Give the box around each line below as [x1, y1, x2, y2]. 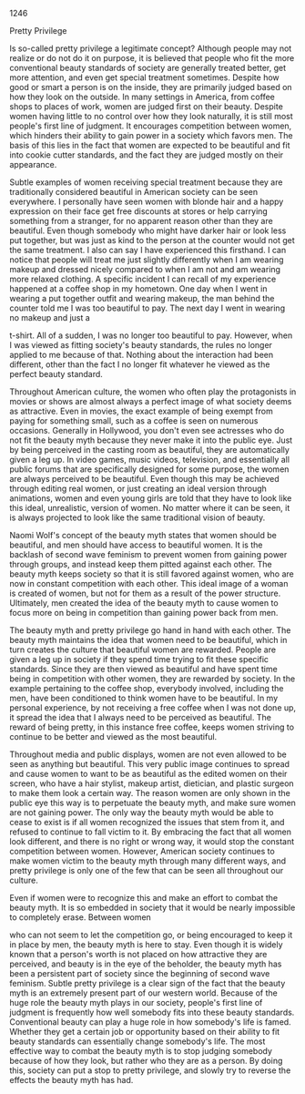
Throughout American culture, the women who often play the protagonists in [9, 386, 297, 397]
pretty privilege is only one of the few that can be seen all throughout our [9, 865, 284, 875]
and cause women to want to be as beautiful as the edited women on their [9, 769, 288, 779]
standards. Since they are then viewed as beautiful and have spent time [9, 664, 278, 674]
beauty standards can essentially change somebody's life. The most [9, 1036, 266, 1047]
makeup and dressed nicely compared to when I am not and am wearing [9, 264, 280, 274]
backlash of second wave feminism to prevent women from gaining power [9, 549, 288, 559]
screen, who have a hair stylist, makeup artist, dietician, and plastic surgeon [9, 778, 294, 789]
